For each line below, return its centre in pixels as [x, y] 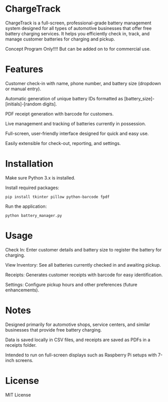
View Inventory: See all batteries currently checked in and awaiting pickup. [83, 265]
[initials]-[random [24, 104]
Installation [29, 164]
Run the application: [26, 206]
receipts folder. [21, 345]
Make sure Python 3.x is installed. [40, 177]
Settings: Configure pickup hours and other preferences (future [71, 284]
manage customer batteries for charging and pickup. [60, 39]
